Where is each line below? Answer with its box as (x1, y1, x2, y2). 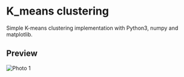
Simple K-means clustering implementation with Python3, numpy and (6, 24, 179, 32)
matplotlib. (6, 30, 33, 38)
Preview (6, 49, 38, 59)
